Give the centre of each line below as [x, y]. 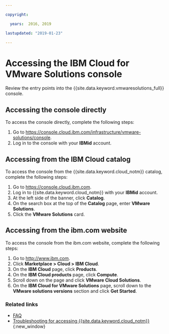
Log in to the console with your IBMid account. [62, 143]
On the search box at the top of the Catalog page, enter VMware [81, 203]
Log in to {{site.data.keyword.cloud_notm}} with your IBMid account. [85, 192]
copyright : [17, 14]
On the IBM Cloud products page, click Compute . [66, 274]
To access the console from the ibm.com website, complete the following [82, 243]
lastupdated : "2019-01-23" [34, 33]
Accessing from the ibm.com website [66, 230]
